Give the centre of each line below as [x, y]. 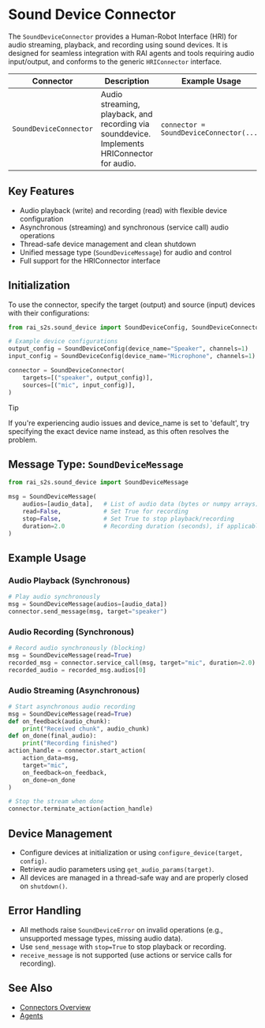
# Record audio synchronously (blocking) [77, 649]
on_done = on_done [49, 780]
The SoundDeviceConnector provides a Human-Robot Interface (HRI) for [123, 36]
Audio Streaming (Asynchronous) [74, 690]
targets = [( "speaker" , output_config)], [88, 378]
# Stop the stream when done [56, 802]
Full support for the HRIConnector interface [90, 260]
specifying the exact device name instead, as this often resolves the [119, 431]
